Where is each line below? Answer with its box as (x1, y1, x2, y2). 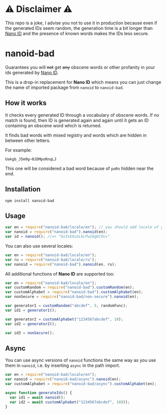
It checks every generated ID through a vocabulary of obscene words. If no (5, 112, 160, 118)
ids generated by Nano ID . (5, 69, 59, 75)
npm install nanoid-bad (5, 198, 55, 203)
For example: (5, 147, 32, 153)
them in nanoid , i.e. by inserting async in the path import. (5, 362, 120, 368)
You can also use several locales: (5, 243, 74, 249)
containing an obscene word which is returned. (5, 123, 102, 129)
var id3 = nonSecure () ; (5, 330, 55, 336)
